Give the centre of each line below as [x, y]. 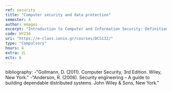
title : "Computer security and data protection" [58, 15]
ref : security [20, 10]
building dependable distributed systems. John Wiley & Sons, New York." [82, 83]
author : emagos [21, 24]
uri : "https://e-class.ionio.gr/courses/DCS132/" [59, 39]
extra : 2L [16, 53]
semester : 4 [18, 19]
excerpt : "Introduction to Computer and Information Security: [74, 29]
